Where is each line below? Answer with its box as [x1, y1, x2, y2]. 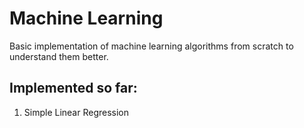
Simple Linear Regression [23, 106, 130, 118]
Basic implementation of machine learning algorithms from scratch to [9, 40, 294, 52]
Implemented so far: [9, 80, 138, 97]
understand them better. [9, 50, 109, 62]
